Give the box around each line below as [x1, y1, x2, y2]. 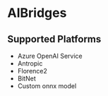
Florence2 [17, 67, 48, 75]
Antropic [17, 59, 43, 68]
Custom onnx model [17, 82, 77, 90]
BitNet [17, 74, 37, 83]
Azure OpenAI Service [17, 52, 83, 60]
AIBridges [7, 5, 67, 21]
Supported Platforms [7, 33, 102, 45]
